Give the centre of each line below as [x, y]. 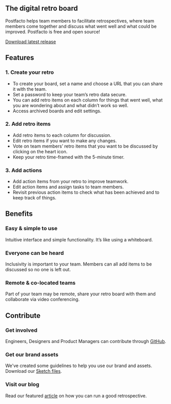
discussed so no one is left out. [38, 270]
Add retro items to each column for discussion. [62, 135]
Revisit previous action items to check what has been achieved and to [86, 192]
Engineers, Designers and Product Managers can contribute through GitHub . [86, 341]
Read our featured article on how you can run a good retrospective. [76, 396]
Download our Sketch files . [34, 371]
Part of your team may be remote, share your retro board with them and [80, 294]
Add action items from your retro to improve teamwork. [70, 181]
